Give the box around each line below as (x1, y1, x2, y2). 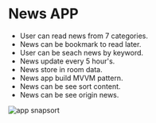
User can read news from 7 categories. (19, 31, 149, 40)
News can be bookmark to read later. (19, 39, 142, 48)
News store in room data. (19, 64, 103, 74)
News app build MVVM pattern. (19, 73, 123, 83)
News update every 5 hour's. (19, 56, 115, 66)
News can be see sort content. (19, 81, 121, 91)
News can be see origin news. (19, 90, 119, 99)
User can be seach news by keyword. (19, 48, 144, 57)
